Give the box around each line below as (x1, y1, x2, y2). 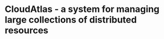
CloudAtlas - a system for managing (5, 3, 160, 15)
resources (5, 25, 49, 36)
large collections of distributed (5, 14, 137, 25)
